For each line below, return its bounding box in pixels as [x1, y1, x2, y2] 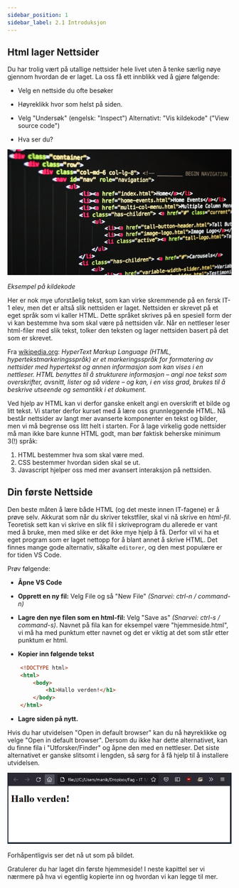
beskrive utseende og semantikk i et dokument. [7, 385, 147, 394]
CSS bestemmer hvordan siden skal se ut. [17, 459, 141, 467]
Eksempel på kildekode [7, 282, 76, 291]
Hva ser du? [17, 135, 53, 144]
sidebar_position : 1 [7, 11, 69, 18]
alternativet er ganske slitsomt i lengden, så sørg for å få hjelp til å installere [7, 751, 229, 760]
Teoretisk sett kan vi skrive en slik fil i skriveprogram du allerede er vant [7, 520, 218, 529]
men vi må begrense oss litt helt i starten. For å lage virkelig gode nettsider [7, 422, 226, 430]
